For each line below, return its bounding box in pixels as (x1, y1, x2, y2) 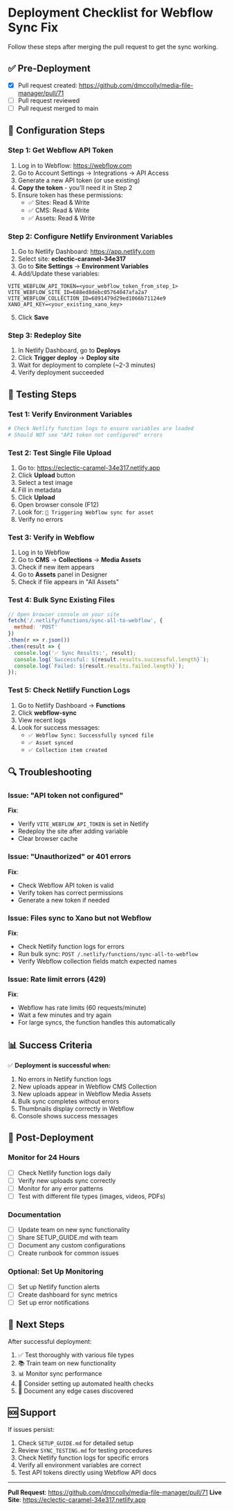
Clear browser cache (17, 835, 78, 843)
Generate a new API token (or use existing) (17, 176, 140, 185)
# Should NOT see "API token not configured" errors (8, 432, 163, 438)
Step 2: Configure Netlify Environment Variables (8, 231, 174, 241)
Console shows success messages (17, 1111, 118, 1120)
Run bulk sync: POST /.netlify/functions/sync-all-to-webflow (17, 949, 198, 958)
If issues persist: (8, 1425, 55, 1433)
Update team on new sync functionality (17, 1226, 130, 1234)
